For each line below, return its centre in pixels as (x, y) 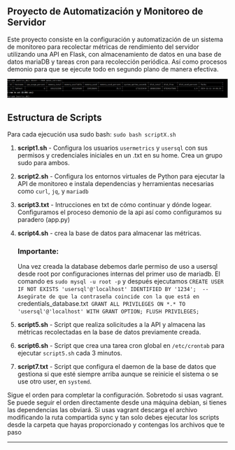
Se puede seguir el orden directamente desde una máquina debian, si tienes (117, 402)
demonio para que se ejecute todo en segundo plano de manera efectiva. (113, 69)
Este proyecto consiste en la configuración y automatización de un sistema (115, 39)
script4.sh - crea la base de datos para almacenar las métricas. (109, 233)
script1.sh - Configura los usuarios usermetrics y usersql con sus (113, 148)
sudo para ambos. (43, 162)
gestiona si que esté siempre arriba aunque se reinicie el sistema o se (118, 374)
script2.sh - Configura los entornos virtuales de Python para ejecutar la (121, 176)
